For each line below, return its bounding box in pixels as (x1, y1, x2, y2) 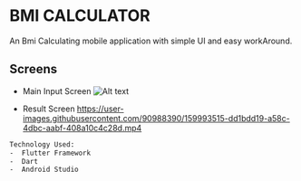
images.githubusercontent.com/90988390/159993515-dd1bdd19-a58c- (22, 112, 290, 123)
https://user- (76, 103, 124, 114)
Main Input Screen (22, 85, 92, 96)
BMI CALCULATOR (9, 5, 151, 26)
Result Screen (22, 103, 75, 114)
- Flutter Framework (9, 148, 92, 157)
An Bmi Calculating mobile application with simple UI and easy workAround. (9, 35, 293, 46)
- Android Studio (9, 165, 79, 175)
